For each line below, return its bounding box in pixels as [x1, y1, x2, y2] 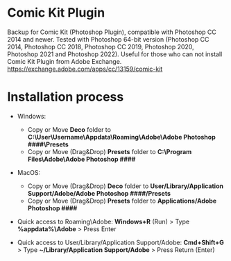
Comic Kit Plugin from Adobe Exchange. [7, 57, 122, 65]
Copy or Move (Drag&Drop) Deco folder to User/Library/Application [27, 182, 224, 190]
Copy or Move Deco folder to [27, 125, 111, 133]
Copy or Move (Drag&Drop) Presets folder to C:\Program [27, 147, 192, 155]
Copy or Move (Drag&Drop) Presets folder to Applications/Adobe [27, 196, 217, 205]
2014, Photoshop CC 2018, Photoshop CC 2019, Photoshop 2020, [7, 42, 194, 51]
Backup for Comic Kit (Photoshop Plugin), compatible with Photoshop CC [7, 28, 217, 36]
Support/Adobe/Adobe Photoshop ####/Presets [27, 189, 171, 197]
